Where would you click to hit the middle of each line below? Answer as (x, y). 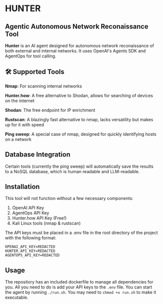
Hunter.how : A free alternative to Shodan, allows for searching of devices (79, 95)
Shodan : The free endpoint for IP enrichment (50, 110)
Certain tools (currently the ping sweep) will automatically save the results (79, 166)
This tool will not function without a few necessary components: (69, 198)
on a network (18, 139)
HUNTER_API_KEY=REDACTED (30, 251)
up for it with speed (25, 125)
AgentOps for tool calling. (31, 56)
